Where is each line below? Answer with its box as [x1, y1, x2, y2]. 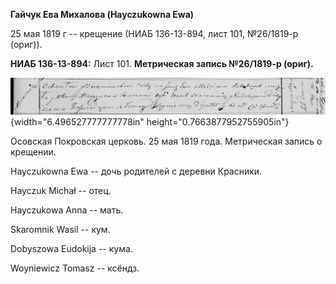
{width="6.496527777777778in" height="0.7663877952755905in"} [10, 116, 290, 128]
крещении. [10, 146, 57, 158]
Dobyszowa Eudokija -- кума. [10, 243, 133, 255]
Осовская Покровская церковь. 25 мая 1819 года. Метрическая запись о [10, 135, 323, 148]
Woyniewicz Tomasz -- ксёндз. [10, 262, 140, 274]
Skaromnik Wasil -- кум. [10, 224, 111, 236]
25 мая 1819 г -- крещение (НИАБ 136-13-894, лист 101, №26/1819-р [10, 28, 299, 39]
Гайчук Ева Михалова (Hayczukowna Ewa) [10, 9, 195, 20]
